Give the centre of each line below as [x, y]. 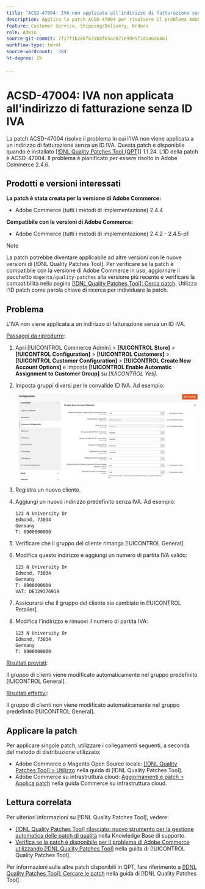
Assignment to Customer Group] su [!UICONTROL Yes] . [86, 374]
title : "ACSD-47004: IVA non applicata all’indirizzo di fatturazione [98, 13]
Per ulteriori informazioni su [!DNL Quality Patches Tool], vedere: [88, 817]
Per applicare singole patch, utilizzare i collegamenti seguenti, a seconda [98, 745]
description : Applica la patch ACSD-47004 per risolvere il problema [97, 19]
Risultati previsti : [27, 663]
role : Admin [21, 32]
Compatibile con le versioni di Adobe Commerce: [70, 222]
